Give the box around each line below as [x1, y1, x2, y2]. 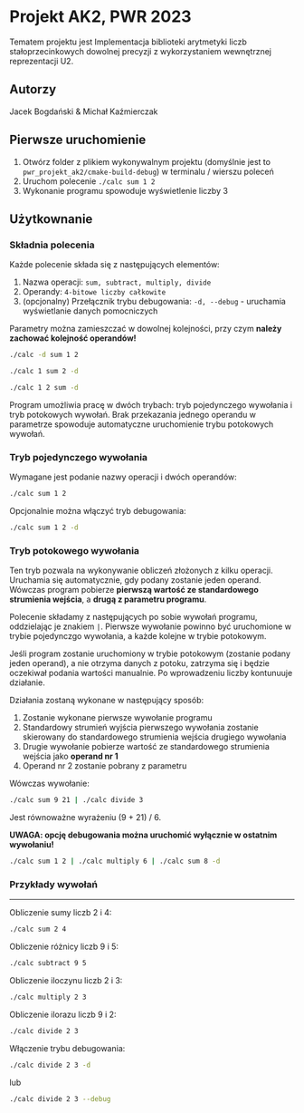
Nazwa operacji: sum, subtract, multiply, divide [22, 276, 212, 287]
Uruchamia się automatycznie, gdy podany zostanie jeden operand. [9, 575, 261, 586]
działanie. [9, 677, 45, 688]
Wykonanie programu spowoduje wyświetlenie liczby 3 [22, 185, 229, 196]
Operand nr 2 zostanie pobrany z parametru [22, 760, 187, 771]
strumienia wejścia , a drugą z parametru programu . [9, 594, 207, 605]
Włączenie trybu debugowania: [9, 1042, 126, 1053]
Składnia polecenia [9, 238, 95, 251]
